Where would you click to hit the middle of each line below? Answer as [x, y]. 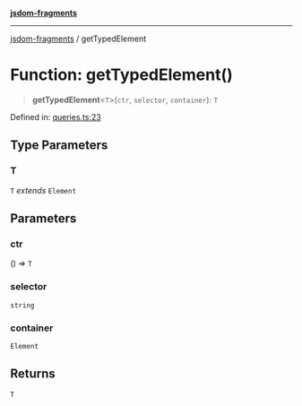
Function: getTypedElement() [122, 75]
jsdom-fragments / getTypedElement [78, 39]
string [22, 305]
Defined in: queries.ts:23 [56, 117]
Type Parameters [59, 146]
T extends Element [43, 190]
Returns [33, 374]
